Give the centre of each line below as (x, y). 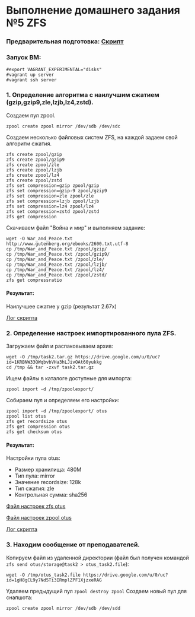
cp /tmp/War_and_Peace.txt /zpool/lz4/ (55, 270)
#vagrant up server (30, 75)
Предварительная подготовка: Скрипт (65, 42)
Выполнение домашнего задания (93, 10)
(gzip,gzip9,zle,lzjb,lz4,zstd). (50, 103)
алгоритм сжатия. (29, 144)
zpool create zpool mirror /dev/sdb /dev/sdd (63, 608)
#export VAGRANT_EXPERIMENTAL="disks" (54, 70)
